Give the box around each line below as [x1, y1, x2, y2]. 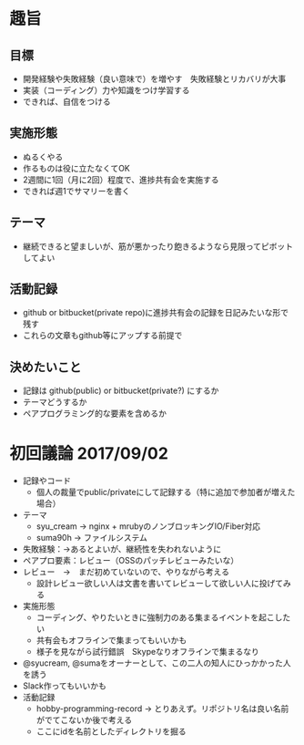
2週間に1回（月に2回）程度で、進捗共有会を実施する [22, 174, 220, 185]
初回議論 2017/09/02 [9, 443, 168, 464]
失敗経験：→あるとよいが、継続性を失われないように [22, 543, 221, 554]
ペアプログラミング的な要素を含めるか [22, 408, 167, 419]
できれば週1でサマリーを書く [22, 185, 130, 196]
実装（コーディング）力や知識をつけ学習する [22, 85, 190, 96]
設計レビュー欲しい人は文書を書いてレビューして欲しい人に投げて [35, 578, 284, 589]
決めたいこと [9, 359, 82, 375]
